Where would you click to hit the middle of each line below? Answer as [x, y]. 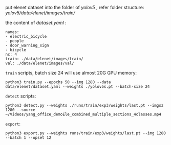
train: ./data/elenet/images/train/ [44, 59]
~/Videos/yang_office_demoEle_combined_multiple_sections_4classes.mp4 [83, 114]
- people [15, 41]
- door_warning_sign [27, 45]
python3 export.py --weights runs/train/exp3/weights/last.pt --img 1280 [86, 133]
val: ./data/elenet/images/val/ [40, 63]
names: [12, 32]
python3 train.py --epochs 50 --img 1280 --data [58, 82]
